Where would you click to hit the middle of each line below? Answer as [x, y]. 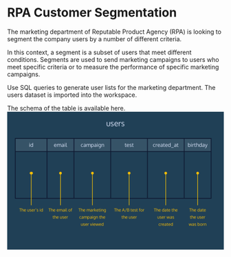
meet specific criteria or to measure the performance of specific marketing [113, 67]
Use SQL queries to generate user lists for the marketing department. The [111, 87]
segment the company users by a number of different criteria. [95, 38]
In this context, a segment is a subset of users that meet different [99, 52]
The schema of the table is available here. [66, 108]
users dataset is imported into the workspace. [72, 95]
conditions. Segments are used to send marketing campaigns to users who [113, 59]
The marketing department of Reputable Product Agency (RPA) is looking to [114, 32]
